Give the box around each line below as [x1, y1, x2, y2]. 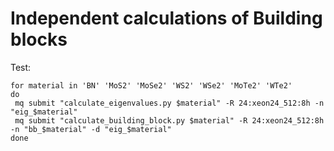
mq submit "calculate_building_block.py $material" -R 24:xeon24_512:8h [14, 115, 325, 126]
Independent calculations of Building [10, 7, 323, 30]
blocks [10, 28, 68, 51]
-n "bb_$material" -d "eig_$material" [10, 124, 172, 134]
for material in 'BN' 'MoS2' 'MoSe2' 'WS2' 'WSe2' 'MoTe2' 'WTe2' [10, 80, 293, 91]
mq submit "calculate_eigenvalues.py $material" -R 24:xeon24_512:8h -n [14, 98, 325, 108]
